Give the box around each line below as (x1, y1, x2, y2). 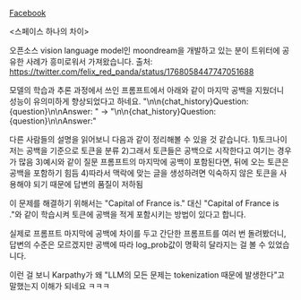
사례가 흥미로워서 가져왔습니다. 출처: (25, 56, 153, 66)
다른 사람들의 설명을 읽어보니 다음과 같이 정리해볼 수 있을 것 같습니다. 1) (9, 134, 259, 144)
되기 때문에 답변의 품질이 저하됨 (32, 179, 143, 189)
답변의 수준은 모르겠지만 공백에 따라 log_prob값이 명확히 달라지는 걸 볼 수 (9, 239, 266, 250)
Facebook (9, 8, 47, 18)
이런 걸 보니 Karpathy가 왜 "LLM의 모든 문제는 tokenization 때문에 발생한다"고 (9, 270, 285, 280)
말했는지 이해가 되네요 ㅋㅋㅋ (9, 281, 110, 291)
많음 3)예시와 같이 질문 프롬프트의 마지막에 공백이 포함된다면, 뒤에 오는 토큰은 (18, 157, 289, 167)
